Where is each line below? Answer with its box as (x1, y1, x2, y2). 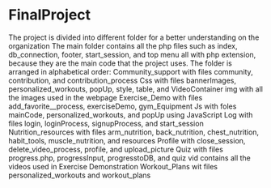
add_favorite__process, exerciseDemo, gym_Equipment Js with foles (8, 101, 237, 111)
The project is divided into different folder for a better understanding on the (8, 32, 260, 42)
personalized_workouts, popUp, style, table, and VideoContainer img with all (8, 83, 263, 94)
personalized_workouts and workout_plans (8, 170, 151, 180)
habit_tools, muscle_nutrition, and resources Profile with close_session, (8, 135, 246, 145)
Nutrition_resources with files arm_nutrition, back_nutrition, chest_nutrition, (8, 127, 260, 137)
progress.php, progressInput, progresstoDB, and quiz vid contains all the (8, 152, 251, 163)
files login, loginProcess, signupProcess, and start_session (8, 118, 204, 128)
